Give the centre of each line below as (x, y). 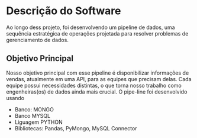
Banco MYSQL (33, 115)
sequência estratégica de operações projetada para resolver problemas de (97, 33)
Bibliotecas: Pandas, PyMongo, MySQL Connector (76, 128)
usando (15, 98)
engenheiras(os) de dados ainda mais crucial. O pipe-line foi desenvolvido (97, 92)
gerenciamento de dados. (38, 40)
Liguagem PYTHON (39, 122)
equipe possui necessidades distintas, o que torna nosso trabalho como (94, 85)
